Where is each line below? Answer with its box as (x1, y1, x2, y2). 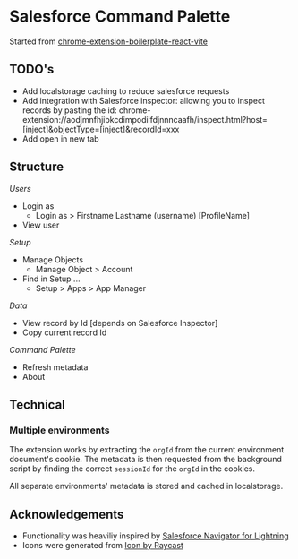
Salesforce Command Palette (9, 6, 231, 27)
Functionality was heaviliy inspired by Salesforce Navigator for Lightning (21, 530, 289, 541)
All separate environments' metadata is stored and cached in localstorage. (9, 481, 284, 492)
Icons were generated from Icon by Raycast (21, 540, 183, 551)
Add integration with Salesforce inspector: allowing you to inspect (21, 95, 266, 106)
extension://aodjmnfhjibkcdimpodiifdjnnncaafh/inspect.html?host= (21, 114, 268, 125)
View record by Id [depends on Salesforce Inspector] (21, 317, 218, 328)
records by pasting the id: (21, 105, 118, 116)
